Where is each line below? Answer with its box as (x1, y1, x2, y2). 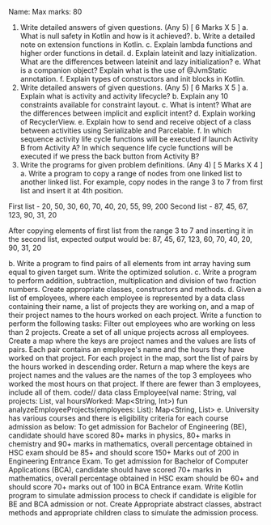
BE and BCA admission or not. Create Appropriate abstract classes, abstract (8, 499, 262, 509)
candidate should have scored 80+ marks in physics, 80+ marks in (8, 430, 231, 440)
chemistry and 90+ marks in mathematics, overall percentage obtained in (8, 439, 253, 448)
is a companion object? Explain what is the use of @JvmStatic (19, 66, 227, 75)
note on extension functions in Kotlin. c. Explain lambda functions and (19, 40, 253, 49)
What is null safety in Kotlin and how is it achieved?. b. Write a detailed (19, 32, 256, 40)
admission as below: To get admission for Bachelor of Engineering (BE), (8, 422, 248, 431)
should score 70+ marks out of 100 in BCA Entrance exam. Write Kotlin (8, 482, 243, 492)
